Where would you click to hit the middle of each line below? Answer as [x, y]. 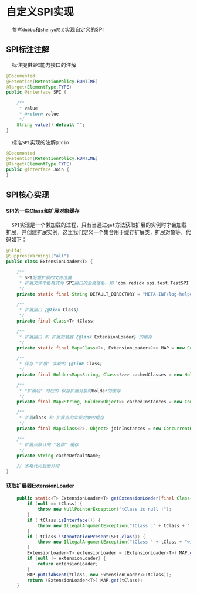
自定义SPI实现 [40, 12]
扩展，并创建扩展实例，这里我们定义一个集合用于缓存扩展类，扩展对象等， [96, 232]
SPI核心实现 [28, 195]
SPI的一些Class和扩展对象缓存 [43, 211]
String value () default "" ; [51, 125]
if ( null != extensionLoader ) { [67, 559]
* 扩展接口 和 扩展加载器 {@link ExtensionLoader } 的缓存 [86, 337]
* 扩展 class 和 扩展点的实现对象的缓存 [62, 418]
